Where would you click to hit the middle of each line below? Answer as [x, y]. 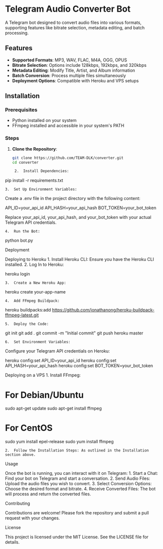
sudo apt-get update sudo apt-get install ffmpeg [54, 409]
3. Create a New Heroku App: [36, 283]
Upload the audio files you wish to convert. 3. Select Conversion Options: [78, 484]
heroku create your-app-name [35, 292]
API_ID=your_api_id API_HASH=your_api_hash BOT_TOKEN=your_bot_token [81, 208]
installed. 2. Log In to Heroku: [35, 265]
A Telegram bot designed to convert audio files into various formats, [73, 22]
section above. [20, 455]
